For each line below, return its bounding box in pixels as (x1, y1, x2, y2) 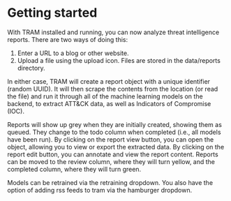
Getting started (7, 5, 98, 21)
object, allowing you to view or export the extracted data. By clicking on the (7, 142, 225, 151)
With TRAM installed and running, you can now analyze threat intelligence (7, 28, 220, 36)
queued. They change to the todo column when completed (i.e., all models (7, 128, 221, 136)
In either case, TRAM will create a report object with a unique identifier (7, 77, 211, 85)
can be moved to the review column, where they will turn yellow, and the (7, 157, 215, 165)
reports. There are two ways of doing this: (7, 35, 128, 43)
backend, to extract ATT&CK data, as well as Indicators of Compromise (7, 99, 211, 107)
